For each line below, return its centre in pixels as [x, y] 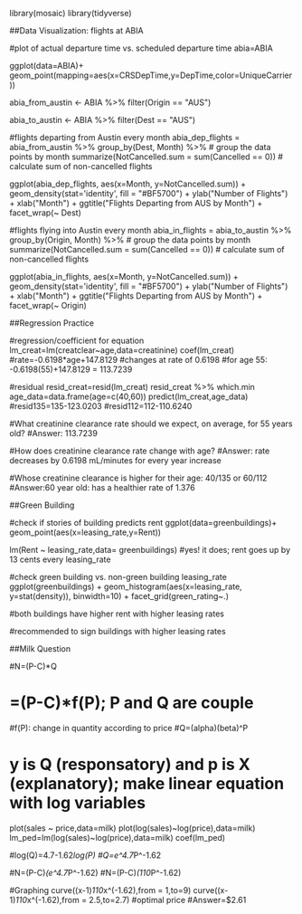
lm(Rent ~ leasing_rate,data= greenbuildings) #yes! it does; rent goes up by [150, 550]
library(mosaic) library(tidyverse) [71, 13]
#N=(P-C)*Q [33, 666]
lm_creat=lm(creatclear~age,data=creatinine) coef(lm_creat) [122, 350]
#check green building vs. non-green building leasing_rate [118, 577]
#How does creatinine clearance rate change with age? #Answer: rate [140, 451]
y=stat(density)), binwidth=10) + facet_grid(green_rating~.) [119, 596]
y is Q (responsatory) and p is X [130, 765]
